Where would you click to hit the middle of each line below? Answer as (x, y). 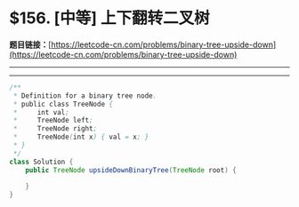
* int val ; (41, 112)
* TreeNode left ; (53, 121)
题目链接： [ (30, 44)
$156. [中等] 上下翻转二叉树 (110, 18)
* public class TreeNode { (63, 104)
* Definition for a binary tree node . (85, 96)
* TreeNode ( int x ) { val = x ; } (81, 137)
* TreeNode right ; (55, 129)
